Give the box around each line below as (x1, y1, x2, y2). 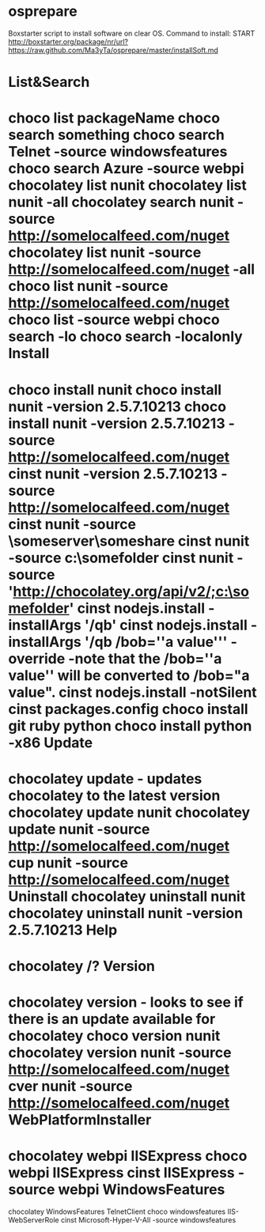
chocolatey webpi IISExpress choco (8, 1147, 248, 1165)
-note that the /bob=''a (68, 649, 222, 667)
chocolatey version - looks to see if (8, 993, 244, 1011)
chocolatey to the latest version (8, 786, 221, 804)
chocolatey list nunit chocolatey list (8, 176, 248, 195)
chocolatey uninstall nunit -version (8, 904, 244, 922)
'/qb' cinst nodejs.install (84, 616, 248, 634)
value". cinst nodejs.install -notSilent (8, 683, 257, 701)
